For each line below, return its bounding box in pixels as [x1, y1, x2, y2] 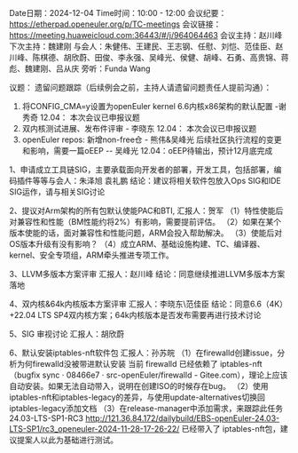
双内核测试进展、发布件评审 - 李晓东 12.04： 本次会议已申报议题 [21, 123, 257, 133]
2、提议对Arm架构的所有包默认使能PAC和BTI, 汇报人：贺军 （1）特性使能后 [9, 205, 284, 216]
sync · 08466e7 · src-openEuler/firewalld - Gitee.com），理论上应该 [42, 370, 288, 380]
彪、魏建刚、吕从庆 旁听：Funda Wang [9, 63, 151, 74]
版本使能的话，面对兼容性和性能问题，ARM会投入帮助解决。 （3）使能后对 [9, 227, 282, 238]
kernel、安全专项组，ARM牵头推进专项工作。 [9, 250, 175, 260]
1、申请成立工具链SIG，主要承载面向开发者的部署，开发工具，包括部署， [9, 164, 274, 175]
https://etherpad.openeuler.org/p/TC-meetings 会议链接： [9, 19, 222, 29]
